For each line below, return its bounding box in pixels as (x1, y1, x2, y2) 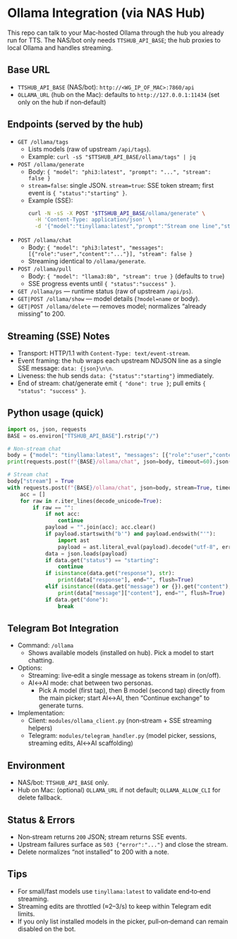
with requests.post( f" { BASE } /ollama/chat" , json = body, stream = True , (7, 484, 213, 491)
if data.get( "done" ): (44, 596, 109, 603)
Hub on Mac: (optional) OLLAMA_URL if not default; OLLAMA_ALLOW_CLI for (17, 786, 221, 795)
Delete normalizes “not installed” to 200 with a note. (17, 848, 169, 856)
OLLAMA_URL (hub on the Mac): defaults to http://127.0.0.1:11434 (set (17, 90, 220, 98)
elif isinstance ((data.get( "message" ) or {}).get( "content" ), (44, 583, 232, 591)
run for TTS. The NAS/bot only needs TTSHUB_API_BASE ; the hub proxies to (7, 35, 221, 44)
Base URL (7, 64, 51, 76)
